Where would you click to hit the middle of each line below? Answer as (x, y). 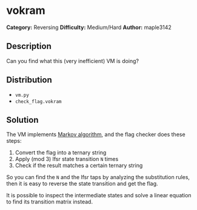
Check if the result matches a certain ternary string (79, 166)
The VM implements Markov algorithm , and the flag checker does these (96, 134)
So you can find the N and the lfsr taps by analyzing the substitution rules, (98, 177)
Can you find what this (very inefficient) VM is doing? (73, 61)
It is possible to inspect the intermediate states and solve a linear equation (99, 195)
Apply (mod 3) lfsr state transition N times (67, 159)
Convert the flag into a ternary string (61, 153)
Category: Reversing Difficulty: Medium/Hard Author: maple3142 (89, 27)
